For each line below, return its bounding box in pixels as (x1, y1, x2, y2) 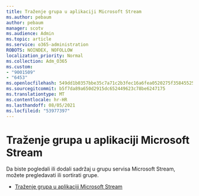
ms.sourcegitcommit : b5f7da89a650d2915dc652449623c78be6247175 (6, 86, 166, 92)
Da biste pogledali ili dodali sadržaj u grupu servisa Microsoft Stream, (6, 165, 176, 172)
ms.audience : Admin (6, 31, 54, 37)
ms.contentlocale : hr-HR (6, 97, 68, 102)
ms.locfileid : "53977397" (6, 108, 70, 114)
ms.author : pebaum (6, 14, 52, 20)
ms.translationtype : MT (6, 91, 65, 97)
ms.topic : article (6, 36, 52, 42)
